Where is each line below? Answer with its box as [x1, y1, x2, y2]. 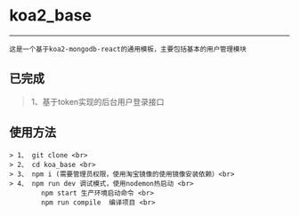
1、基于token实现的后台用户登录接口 [30, 96, 165, 107]
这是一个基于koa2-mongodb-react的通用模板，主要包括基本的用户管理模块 [9, 44, 247, 53]
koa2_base [9, 5, 92, 26]
